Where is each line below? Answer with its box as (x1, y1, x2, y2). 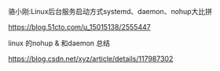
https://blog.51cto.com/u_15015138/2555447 (8, 23, 151, 31)
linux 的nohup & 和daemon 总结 (8, 38, 111, 48)
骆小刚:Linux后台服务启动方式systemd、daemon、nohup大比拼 (8, 7, 212, 16)
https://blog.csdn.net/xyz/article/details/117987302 (8, 54, 174, 63)
